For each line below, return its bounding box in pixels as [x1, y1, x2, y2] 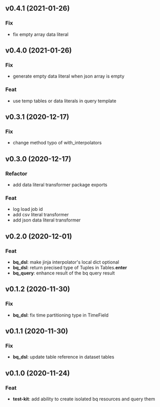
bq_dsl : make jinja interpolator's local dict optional [12, 259, 119, 265]
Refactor [5, 170, 28, 177]
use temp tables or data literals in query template [12, 98, 116, 104]
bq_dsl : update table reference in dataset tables [12, 354, 114, 360]
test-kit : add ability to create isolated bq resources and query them [12, 396, 155, 402]
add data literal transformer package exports [12, 182, 108, 188]
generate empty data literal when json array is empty [12, 73, 125, 79]
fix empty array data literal [12, 31, 69, 38]
